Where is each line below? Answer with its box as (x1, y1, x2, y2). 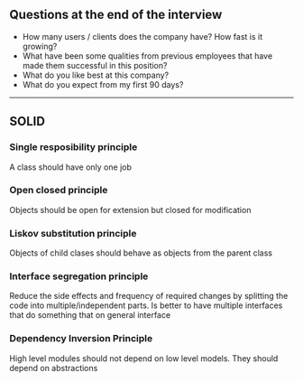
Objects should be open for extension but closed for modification (9, 204, 252, 215)
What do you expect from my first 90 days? (22, 79, 184, 89)
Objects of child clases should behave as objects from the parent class (9, 247, 273, 258)
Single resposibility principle (9, 141, 138, 154)
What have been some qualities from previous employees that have (22, 50, 273, 61)
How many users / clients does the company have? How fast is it (22, 31, 263, 42)
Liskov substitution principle (9, 227, 137, 239)
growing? (22, 41, 58, 51)
